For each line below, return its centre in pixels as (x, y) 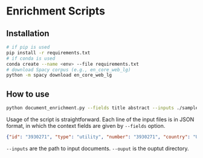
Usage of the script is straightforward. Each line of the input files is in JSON (100, 119)
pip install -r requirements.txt (48, 52)
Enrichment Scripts (56, 11)
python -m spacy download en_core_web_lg (59, 75)
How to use (28, 94)
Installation (28, 33)
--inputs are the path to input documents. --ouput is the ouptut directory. (98, 148)
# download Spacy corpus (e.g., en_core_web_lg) (69, 70)
